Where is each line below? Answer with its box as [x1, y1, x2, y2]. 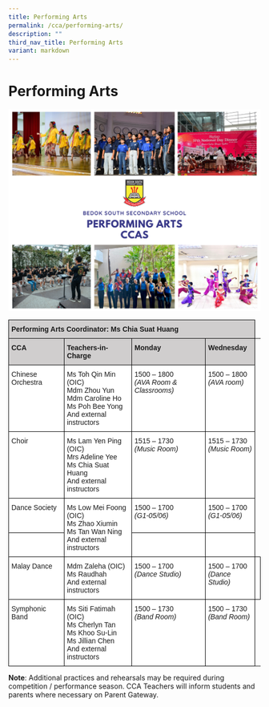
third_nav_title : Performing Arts [8, 38, 124, 46]
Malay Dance [11, 562, 53, 571]
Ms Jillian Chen [66, 636, 114, 645]
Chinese [11, 370, 38, 379]
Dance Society [11, 503, 58, 512]
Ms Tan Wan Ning [66, 527, 122, 536]
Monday [134, 343, 162, 353]
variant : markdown [8, 46, 70, 55]
